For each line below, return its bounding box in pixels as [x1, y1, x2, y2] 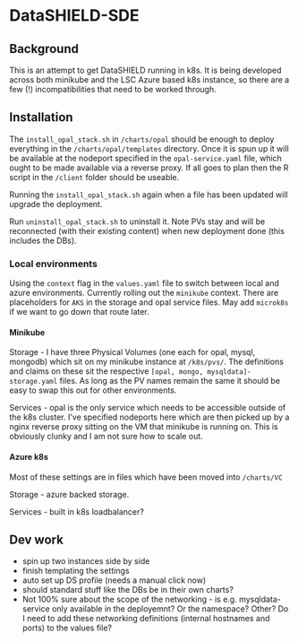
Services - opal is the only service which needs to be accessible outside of [9, 403, 286, 413]
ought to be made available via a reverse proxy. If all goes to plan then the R [9, 162, 289, 173]
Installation [9, 109, 73, 126]
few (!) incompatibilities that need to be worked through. [9, 84, 217, 94]
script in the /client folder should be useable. [9, 171, 180, 182]
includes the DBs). [9, 235, 78, 246]
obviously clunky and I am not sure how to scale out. [9, 431, 203, 442]
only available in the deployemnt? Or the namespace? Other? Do [52, 603, 289, 614]
